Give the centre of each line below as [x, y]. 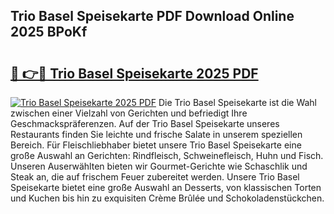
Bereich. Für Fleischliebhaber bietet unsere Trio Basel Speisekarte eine [156, 145]
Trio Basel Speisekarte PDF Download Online [152, 16]
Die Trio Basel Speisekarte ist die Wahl [238, 102]
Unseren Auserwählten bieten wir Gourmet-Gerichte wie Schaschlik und [159, 166]
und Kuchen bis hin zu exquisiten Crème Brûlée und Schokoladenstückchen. [167, 198]
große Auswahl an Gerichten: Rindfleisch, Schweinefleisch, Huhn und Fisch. [167, 155]
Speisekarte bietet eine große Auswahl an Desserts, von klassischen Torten [166, 187]
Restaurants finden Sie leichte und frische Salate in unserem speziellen [156, 134]
